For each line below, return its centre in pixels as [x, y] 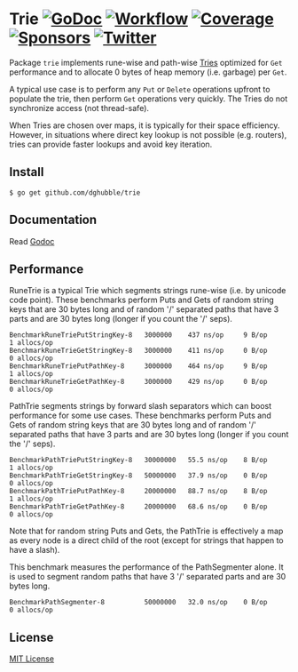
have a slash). [35, 550]
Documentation [53, 220]
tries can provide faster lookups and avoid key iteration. [111, 144]
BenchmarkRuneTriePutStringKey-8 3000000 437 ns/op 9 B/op [138, 335]
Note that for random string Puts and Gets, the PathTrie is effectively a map [146, 531]
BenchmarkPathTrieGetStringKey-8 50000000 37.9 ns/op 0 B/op [138, 476]
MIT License [32, 659]
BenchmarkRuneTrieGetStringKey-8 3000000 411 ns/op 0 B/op [138, 351]
